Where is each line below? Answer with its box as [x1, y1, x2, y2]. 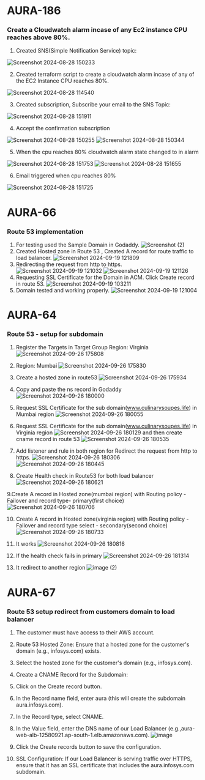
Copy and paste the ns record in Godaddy [15, 386, 122, 393]
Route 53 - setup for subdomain [7, 330, 103, 338]
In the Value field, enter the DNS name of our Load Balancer [15, 724, 167, 732]
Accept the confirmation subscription [15, 125, 110, 132]
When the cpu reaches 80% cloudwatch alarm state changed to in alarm [15, 148, 199, 156]
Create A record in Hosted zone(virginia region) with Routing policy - [15, 515, 189, 523]
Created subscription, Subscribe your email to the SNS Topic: [15, 101, 171, 108]
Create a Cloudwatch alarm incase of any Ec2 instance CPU [7, 26, 187, 34]
